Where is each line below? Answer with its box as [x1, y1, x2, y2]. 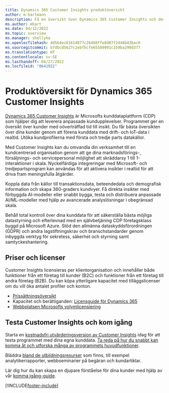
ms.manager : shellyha [5, 36, 51, 41]
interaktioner [5, 160, 32, 167]
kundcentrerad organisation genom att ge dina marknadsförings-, [5, 150, 141, 156]
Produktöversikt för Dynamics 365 [5, 85, 152, 97]
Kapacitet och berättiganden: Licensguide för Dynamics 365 [12, 298, 138, 304]
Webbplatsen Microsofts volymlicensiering [12, 304, 101, 310]
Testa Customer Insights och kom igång [5, 318, 133, 327]
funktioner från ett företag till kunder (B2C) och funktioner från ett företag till [5, 272, 164, 278]
